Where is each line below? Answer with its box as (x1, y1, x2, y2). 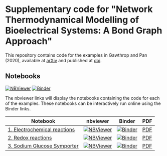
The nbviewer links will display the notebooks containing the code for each (5, 95, 160, 101)
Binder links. (5, 105, 31, 111)
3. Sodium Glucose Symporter (8, 142, 79, 149)
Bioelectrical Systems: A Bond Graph (5, 25, 162, 36)
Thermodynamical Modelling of (5, 14, 139, 26)
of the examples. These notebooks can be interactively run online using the (5, 100, 161, 106)
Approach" (5, 36, 53, 47)
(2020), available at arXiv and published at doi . (5, 57, 102, 63)
